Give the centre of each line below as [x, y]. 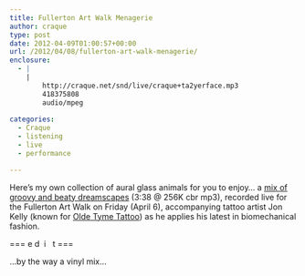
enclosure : [30, 60]
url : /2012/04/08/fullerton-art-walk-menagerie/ [104, 52]
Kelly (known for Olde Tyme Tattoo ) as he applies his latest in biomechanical [153, 216]
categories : [32, 119]
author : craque [38, 26]
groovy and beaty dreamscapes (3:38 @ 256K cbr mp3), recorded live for [148, 197]
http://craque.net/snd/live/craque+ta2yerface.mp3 [141, 86]
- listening [41, 137]
